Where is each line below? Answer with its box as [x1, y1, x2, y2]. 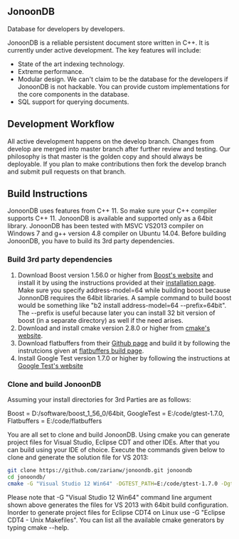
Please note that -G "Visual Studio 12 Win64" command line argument [7, 493, 212, 501]
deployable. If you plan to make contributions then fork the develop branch [7, 159, 227, 168]
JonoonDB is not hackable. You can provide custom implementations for [17, 82, 230, 91]
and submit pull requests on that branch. [7, 167, 127, 176]
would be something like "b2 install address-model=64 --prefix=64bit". [17, 301, 227, 309]
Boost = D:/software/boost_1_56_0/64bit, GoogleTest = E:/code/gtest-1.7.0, [7, 409, 225, 418]
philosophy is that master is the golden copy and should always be [7, 152, 203, 161]
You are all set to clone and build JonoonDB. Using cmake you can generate [7, 430, 230, 439]
